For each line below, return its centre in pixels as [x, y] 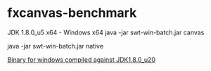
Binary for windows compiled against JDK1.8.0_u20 [82, 59]
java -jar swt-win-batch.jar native [56, 46]
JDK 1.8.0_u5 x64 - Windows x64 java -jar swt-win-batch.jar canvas [106, 32]
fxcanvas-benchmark [72, 13]
